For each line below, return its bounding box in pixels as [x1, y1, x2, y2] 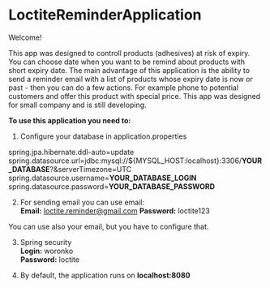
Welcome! [8, 32, 42, 42]
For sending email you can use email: [19, 197, 144, 207]
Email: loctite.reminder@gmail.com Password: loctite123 [19, 205, 211, 216]
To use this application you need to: [8, 115, 131, 125]
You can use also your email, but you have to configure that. [8, 221, 209, 231]
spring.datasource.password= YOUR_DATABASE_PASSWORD [8, 181, 216, 191]
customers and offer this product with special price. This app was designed [8, 91, 261, 101]
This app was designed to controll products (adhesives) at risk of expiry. [8, 48, 251, 58]
